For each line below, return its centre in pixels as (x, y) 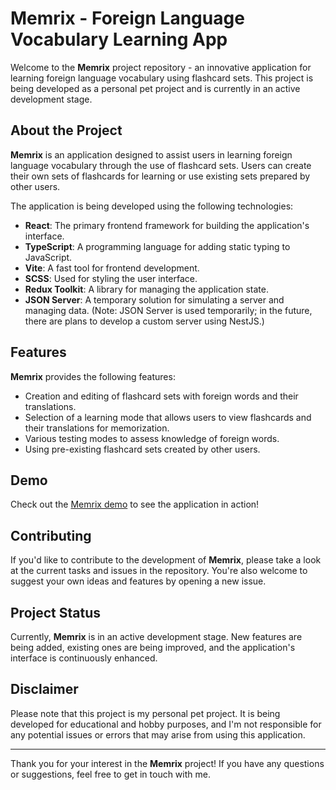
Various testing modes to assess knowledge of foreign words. (152, 438)
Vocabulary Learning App (119, 39)
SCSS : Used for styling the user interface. (111, 278)
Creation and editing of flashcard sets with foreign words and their (161, 396)
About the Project (66, 130)
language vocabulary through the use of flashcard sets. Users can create (161, 165)
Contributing (51, 535)
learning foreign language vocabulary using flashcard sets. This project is (162, 78)
